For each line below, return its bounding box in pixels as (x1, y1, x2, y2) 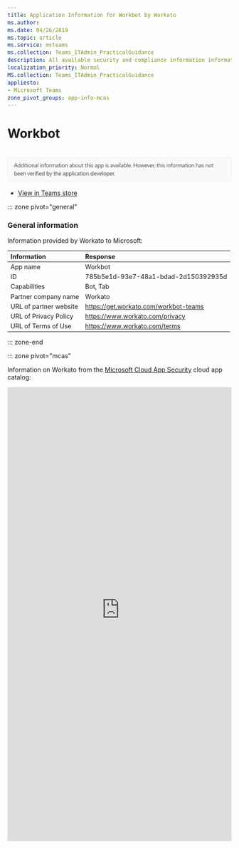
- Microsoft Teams (7, 86, 62, 94)
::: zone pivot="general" (7, 202, 78, 211)
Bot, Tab (85, 282, 110, 291)
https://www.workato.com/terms (85, 322, 181, 330)
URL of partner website (10, 302, 78, 310)
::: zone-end (7, 337, 43, 346)
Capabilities (10, 282, 45, 291)
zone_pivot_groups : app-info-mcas (7, 94, 110, 101)
